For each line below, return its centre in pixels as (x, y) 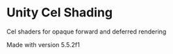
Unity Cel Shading (59, 13)
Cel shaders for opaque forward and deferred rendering (86, 31)
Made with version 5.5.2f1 (43, 44)
